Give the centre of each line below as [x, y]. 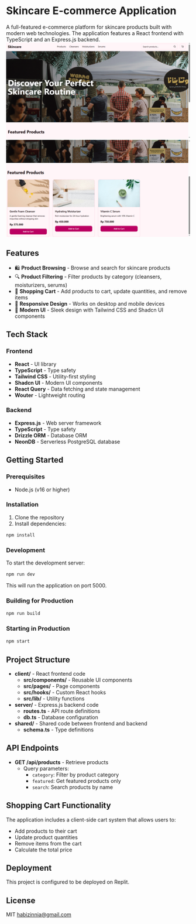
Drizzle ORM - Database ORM [51, 435]
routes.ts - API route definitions [62, 711]
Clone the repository [39, 517]
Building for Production [40, 600]
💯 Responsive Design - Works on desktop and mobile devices [90, 303]
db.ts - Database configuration [61, 717]
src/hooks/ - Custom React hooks [65, 693]
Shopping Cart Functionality [59, 805]
